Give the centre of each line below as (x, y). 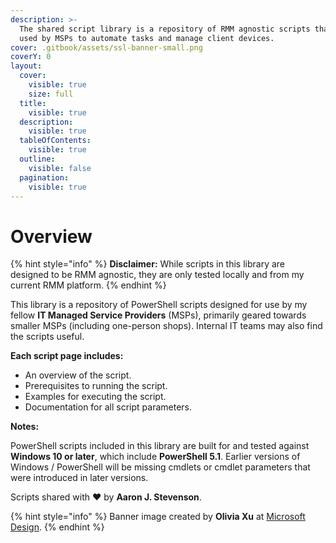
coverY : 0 (31, 57)
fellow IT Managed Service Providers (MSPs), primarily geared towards (158, 315)
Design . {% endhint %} (57, 527)
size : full (51, 94)
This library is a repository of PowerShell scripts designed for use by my (159, 305)
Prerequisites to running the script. (96, 386)
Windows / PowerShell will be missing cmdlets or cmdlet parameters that (160, 467)
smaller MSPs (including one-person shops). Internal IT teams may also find (166, 326)
